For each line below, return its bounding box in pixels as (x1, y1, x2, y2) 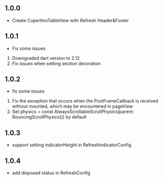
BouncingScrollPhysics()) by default (12, 114, 87, 120)
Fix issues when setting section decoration (12, 60, 101, 66)
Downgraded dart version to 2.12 (12, 55, 80, 61)
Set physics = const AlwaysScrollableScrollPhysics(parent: (12, 109, 134, 115)
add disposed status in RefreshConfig (12, 170, 91, 176)
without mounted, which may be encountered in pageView (12, 103, 133, 110)
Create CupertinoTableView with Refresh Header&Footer (12, 17, 129, 23)
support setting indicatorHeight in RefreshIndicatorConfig (12, 142, 131, 148)
